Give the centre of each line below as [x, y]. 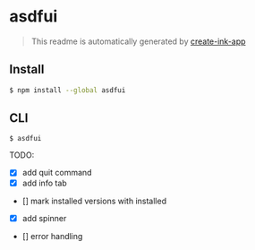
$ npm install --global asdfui [68, 90]
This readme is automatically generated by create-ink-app [138, 41]
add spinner [44, 218]
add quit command [57, 173]
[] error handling [52, 236]
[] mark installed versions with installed [94, 201]
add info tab [44, 183]
